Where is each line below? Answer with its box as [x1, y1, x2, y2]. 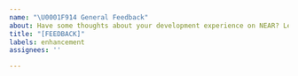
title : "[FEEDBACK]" [9, 29, 86, 38]
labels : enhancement [9, 37, 86, 47]
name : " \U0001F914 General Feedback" [9, 12, 149, 22]
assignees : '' [9, 46, 62, 55]
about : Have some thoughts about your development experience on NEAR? [9, 21, 279, 30]
